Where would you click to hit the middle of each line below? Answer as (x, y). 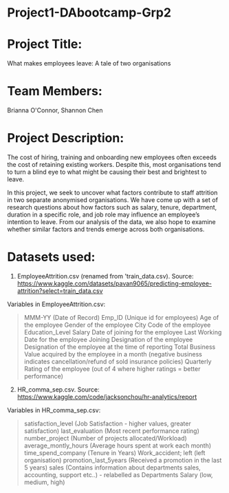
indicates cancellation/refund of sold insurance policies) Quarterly (118, 361)
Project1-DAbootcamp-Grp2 (89, 13)
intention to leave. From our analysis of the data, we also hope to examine (111, 222)
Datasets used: (51, 257)
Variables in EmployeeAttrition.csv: (56, 304)
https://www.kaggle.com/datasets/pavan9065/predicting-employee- (114, 283)
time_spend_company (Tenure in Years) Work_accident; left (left (115, 452)
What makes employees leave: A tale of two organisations (89, 63)
